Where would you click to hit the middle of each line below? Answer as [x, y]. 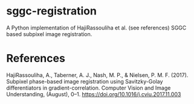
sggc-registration [51, 11]
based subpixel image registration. [49, 34]
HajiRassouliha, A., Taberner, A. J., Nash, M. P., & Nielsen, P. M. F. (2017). [97, 75]
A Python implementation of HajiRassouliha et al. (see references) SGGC [96, 28]
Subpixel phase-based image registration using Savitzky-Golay [85, 81]
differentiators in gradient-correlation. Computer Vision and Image [89, 88]
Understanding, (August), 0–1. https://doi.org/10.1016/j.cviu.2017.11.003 [94, 94]
